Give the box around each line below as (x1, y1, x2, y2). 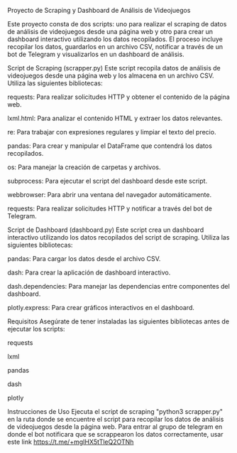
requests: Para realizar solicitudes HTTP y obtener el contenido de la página (7, 92, 231, 101)
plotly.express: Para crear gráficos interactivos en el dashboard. (7, 304, 195, 311)
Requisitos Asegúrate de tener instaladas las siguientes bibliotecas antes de (7, 317, 229, 326)
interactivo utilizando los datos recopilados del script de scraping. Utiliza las (7, 233, 230, 241)
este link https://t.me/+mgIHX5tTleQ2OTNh (7, 437, 134, 446)
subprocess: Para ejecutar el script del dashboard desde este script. (7, 177, 208, 185)
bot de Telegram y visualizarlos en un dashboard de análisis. (7, 50, 184, 58)
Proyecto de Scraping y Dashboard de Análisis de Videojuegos (7, 6, 191, 14)
